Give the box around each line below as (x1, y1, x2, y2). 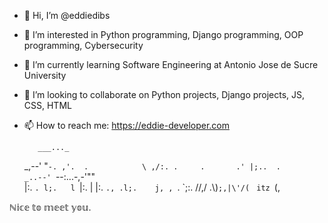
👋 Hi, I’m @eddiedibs (23, 10, 111, 21)
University (23, 70, 67, 81)
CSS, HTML (23, 100, 72, 111)
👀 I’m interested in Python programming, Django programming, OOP (23, 29, 304, 40)
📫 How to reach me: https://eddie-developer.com (23, 120, 230, 131)
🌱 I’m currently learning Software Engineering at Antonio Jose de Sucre (23, 59, 319, 70)
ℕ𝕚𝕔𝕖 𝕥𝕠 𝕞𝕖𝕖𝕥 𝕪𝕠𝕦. (9, 201, 92, 213)
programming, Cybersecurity (23, 40, 144, 51)
